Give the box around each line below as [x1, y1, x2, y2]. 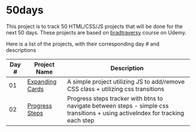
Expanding [27, 77, 57, 85]
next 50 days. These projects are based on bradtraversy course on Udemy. [6, 29, 187, 36]
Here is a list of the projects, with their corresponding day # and [6, 40, 160, 47]
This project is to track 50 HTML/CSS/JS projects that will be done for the [6, 23, 183, 30]
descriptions [6, 46, 36, 53]
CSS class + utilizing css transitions [66, 85, 164, 93]
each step [66, 116, 94, 124]
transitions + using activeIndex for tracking [66, 109, 184, 117]
